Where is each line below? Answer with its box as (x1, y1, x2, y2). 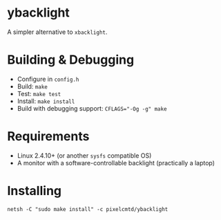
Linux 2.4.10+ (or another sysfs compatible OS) (17, 151, 152, 160)
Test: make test (17, 89, 61, 98)
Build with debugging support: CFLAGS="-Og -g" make (17, 104, 167, 112)
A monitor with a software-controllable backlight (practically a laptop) (17, 158, 215, 167)
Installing (7, 183, 62, 199)
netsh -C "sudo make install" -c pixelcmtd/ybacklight (7, 205, 169, 212)
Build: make (17, 82, 48, 91)
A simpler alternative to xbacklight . (7, 28, 108, 36)
